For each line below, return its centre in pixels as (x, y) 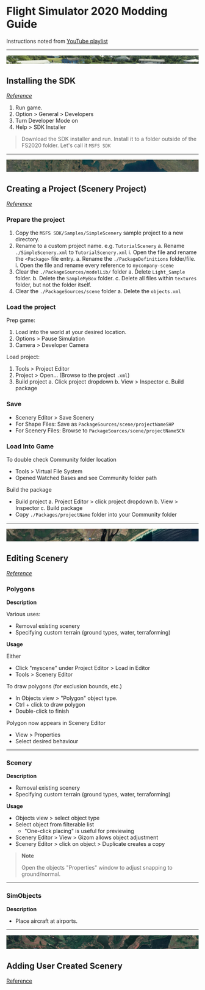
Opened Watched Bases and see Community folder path (86, 478)
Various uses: (23, 614)
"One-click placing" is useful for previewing (79, 831)
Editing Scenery (38, 559)
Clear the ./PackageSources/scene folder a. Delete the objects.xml (98, 291)
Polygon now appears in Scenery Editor (56, 722)
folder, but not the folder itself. (53, 285)
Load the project (31, 307)
